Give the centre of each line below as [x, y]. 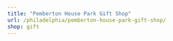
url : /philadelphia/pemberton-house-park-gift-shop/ [87, 20]
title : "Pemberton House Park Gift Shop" [69, 14]
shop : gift [23, 26]
